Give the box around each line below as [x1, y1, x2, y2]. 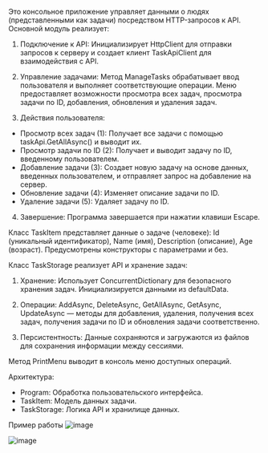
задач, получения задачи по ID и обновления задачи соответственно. [19, 317, 260, 326]
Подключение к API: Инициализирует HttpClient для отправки [19, 39, 233, 49]
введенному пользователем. [19, 154, 120, 164]
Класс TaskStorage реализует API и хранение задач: [8, 261, 188, 269]
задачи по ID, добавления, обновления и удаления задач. [19, 98, 217, 107]
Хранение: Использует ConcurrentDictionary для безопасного [19, 276, 232, 285]
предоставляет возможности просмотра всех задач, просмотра [19, 89, 242, 99]
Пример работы [8, 420, 63, 430]
